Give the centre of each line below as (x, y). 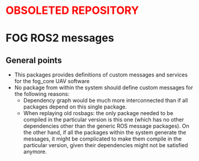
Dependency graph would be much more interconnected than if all (106, 101)
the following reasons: (42, 94)
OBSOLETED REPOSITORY (72, 11)
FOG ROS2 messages (60, 38)
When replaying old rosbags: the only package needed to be (98, 113)
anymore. (35, 152)
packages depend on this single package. (75, 107)
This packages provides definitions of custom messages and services (101, 75)
